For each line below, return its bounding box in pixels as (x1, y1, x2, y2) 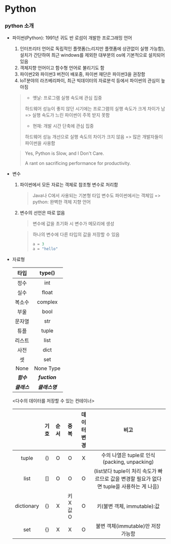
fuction (38, 374, 57, 381)
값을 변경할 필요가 (110, 476, 151, 483)
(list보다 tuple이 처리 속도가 (93, 468, 157, 475)
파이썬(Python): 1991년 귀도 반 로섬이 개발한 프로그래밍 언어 (12, 35, 132, 41)
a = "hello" (32, 246, 58, 252)
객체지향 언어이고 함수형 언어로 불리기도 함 (19, 65, 105, 71)
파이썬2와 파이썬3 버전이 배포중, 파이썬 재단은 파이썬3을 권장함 (19, 71, 145, 77)
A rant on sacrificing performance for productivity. (25, 160, 131, 167)
